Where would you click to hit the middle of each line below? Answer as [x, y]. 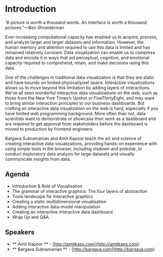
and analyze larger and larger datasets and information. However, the [74, 42]
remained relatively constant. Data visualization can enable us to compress [80, 52]
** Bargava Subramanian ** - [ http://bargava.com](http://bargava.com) [83, 249]
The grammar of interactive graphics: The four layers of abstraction [80, 191]
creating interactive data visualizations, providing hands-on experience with [81, 143]
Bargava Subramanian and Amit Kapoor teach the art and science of [73, 138]
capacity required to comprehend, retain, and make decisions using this [77, 63]
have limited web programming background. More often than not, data [75, 113]
